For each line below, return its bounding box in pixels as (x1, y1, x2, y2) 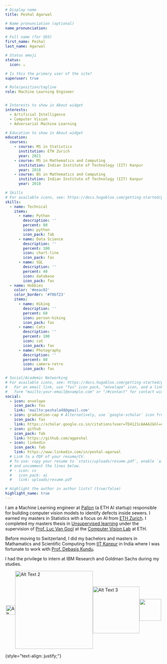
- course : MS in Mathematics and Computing (14, 158, 106, 163)
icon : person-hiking (23, 315, 66, 321)
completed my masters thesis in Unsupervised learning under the (5, 520, 139, 526)
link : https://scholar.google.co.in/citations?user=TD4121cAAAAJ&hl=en (14, 422, 166, 427)
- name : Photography (18, 347, 61, 353)
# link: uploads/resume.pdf (9, 477, 72, 483)
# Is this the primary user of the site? (5, 71, 92, 76)
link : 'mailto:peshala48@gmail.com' (14, 408, 90, 413)
